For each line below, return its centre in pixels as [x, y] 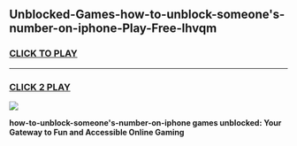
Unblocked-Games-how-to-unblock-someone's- [147, 15]
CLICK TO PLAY [43, 54]
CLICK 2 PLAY [40, 87]
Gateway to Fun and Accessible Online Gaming [97, 132]
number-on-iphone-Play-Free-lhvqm [113, 29]
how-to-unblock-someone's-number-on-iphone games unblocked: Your [145, 122]
